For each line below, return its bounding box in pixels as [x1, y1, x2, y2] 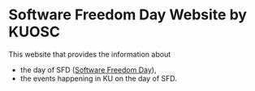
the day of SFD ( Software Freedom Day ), [19, 64, 157, 74]
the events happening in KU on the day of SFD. [19, 73, 177, 83]
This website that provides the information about [8, 49, 171, 59]
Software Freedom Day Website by [8, 6, 248, 24]
